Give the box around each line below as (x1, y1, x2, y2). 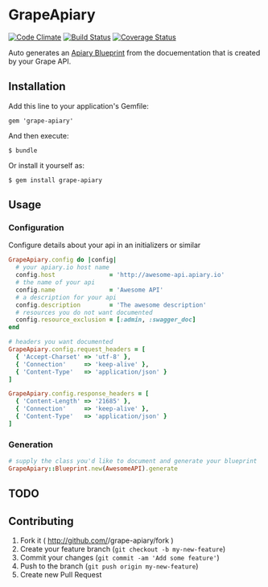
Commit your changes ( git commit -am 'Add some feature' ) (19, 553, 220, 563)
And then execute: (8, 130, 69, 140)
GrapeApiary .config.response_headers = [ (8, 390, 150, 398)
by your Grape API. (8, 56, 72, 66)
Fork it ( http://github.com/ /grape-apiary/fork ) (19, 535, 175, 545)
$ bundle (8, 147, 38, 155)
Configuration (8, 222, 64, 234)
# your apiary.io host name (15, 263, 110, 271)
